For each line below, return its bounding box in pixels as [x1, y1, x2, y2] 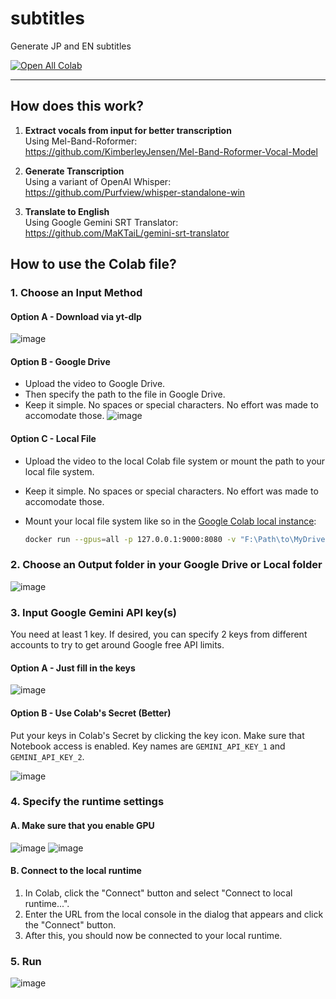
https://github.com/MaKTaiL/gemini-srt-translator [24, 227, 230, 239]
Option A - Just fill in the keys [10, 662, 136, 674]
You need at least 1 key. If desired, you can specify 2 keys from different [10, 628, 308, 641]
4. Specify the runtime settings [10, 795, 165, 809]
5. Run [10, 954, 42, 968]
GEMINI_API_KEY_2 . [10, 750, 85, 762]
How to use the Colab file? [10, 256, 177, 273]
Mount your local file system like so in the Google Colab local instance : [24, 515, 317, 527]
